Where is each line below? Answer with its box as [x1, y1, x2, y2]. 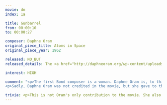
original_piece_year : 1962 [5, 48, 61, 53]
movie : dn [5, 7, 26, 12]
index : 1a [5, 12, 26, 17]
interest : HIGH [5, 70, 37, 75]
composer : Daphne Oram [5, 39, 52, 44]
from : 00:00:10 [5, 25, 37, 30]
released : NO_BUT [5, 57, 41, 62]
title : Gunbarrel [5, 21, 41, 26]
